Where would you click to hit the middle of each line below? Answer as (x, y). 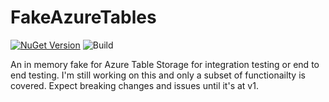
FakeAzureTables (83, 17)
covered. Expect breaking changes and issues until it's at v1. (134, 85)
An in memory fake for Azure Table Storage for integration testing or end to (165, 64)
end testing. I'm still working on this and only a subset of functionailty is (158, 75)
